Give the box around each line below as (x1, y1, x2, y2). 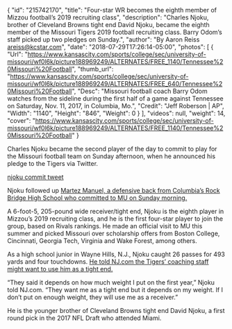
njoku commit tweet (7, 173, 64, 181)
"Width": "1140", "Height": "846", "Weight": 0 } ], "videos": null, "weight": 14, (7, 109, 226, 117)
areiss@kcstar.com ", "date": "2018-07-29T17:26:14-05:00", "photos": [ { (7, 43, 214, 51)
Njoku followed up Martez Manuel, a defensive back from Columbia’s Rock (7, 187, 220, 194)
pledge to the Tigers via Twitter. (7, 160, 99, 167)
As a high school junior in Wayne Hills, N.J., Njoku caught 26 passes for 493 (7, 250, 226, 258)
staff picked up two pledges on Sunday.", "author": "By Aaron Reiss (7, 35, 200, 44)
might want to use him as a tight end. (7, 265, 113, 273)
